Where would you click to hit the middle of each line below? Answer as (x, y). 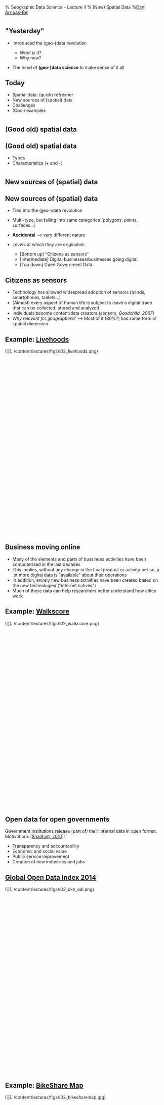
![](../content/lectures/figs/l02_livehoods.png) (52, 352)
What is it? (30, 52)
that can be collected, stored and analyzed (56, 308)
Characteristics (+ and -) (37, 163)
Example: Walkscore (37, 612)
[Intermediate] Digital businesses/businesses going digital (79, 259)
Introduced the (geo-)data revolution (50, 43)
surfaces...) (24, 225)
